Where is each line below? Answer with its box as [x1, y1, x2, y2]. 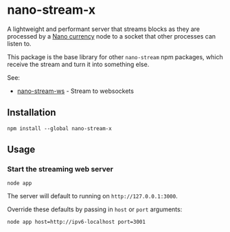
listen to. [7, 39, 32, 48]
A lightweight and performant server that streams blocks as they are [7, 25, 200, 33]
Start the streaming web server [7, 165, 113, 174]
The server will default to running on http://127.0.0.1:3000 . [7, 192, 178, 200]
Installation [7, 107, 56, 118]
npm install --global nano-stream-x [7, 125, 112, 132]
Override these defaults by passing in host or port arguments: [7, 205, 183, 213]
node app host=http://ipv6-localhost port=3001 [7, 219, 146, 226]
